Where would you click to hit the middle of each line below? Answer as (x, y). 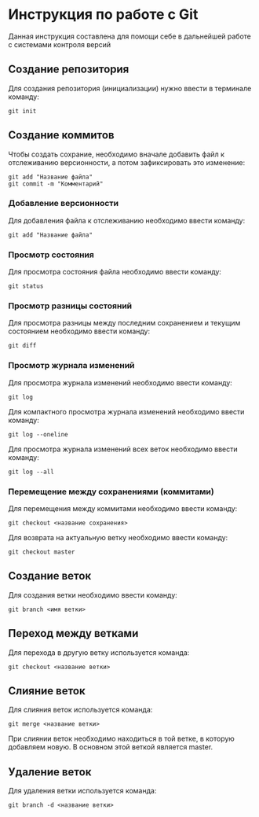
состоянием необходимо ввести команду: (79, 331)
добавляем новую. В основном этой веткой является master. (111, 747)
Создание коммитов (61, 135)
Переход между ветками (73, 633)
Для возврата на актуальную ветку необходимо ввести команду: (118, 538)
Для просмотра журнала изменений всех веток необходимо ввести (123, 449)
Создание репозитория (69, 70)
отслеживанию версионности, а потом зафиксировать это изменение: (127, 162)
